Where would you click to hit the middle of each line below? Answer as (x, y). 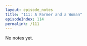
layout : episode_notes (29, 10)
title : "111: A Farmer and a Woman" (44, 14)
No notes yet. (19, 38)
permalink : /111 (22, 24)
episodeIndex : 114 (25, 19)
